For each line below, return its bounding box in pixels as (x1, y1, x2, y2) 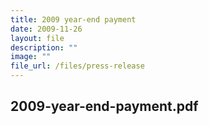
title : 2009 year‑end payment (10, 14, 137, 25)
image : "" (10, 52, 52, 62)
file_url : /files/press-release (10, 61, 145, 71)
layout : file (10, 33, 65, 43)
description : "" (10, 42, 78, 53)
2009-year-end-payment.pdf (10, 98, 199, 115)
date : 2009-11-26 (10, 24, 83, 34)
